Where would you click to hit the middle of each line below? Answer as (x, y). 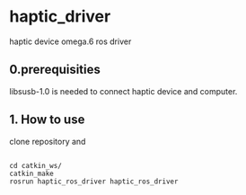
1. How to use (47, 120)
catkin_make (31, 173)
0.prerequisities (55, 70)
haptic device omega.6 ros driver (70, 41)
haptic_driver (60, 17)
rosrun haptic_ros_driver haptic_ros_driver (94, 182)
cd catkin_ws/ (36, 165)
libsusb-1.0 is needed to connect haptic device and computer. (123, 91)
